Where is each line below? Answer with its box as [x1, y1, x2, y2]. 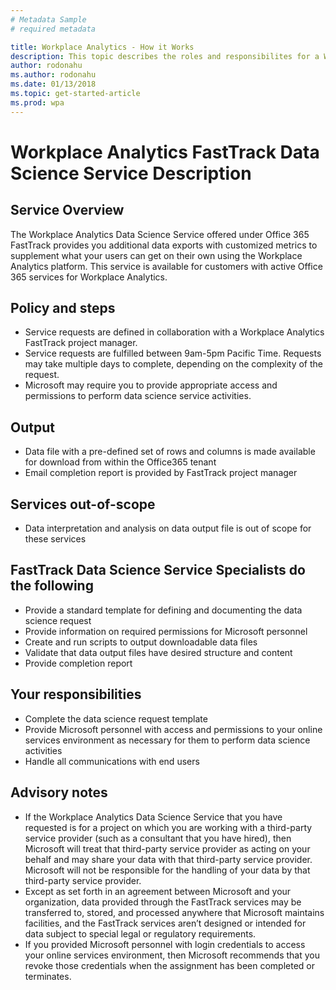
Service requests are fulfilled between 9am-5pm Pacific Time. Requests [24, 347, 322, 360]
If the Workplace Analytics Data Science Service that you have [24, 811, 283, 823]
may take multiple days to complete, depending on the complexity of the [24, 358, 323, 370]
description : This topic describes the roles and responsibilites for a [10, 51, 320, 61]
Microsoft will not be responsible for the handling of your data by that [24, 864, 311, 876]
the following [10, 577, 94, 595]
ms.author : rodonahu [10, 70, 97, 80]
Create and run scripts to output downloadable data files [24, 636, 258, 648]
